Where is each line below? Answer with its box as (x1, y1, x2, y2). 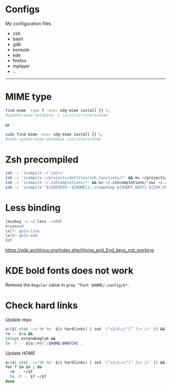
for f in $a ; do (5, 365, 42, 370)
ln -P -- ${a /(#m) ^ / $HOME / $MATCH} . (5, 341, 83, 346)
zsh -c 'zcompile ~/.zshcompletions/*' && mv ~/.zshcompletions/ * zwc (5, 180, 156, 185)
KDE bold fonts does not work (5, 265, 134, 277)
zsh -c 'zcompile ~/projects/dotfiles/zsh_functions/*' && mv (5, 175, 140, 181)
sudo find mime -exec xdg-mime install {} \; (5, 132, 103, 137)
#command (5, 224, 24, 229)
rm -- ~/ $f (10, 369, 33, 375)
